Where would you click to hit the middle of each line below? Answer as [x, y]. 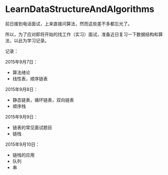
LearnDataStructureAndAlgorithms [80, 9]
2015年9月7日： [21, 61]
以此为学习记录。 [31, 40]
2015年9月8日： [22, 89]
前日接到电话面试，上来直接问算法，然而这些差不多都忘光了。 [69, 23]
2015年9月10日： [22, 144]
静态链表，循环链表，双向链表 [43, 100]
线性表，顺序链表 [30, 78]
